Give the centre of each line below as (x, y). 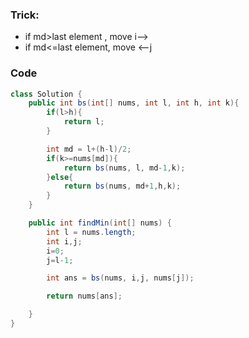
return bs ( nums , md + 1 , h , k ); (122, 186)
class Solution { (46, 94)
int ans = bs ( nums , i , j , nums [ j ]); (120, 278)
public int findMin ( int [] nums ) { (100, 223)
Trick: (25, 15)
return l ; (84, 122)
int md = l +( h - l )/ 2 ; (89, 149)
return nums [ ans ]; (84, 296)
